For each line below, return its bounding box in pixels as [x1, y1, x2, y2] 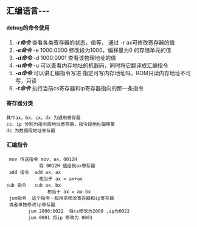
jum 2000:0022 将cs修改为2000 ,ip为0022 [28, 208, 130, 214]
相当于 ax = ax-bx [47, 189, 91, 195]
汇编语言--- [6, 5, 50, 16]
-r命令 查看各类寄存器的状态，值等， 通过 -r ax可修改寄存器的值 [15, 38, 175, 46]
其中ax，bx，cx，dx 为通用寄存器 [6, 115, 81, 121]
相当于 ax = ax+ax [38, 176, 83, 182]
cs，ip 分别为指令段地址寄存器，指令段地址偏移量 [6, 121, 116, 127]
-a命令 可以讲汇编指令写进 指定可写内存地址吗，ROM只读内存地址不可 [15, 69, 192, 76]
